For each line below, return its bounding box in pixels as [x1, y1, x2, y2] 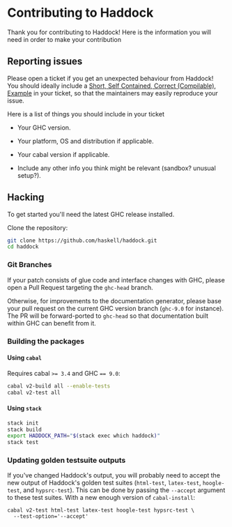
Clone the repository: [7, 223, 68, 231]
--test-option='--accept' [13, 513, 89, 520]
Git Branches [7, 260, 52, 270]
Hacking [7, 192, 45, 204]
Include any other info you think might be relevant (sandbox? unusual [17, 164, 216, 172]
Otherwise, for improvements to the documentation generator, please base [7, 296, 222, 305]
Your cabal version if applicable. [17, 150, 110, 158]
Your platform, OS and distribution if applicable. [17, 137, 154, 145]
